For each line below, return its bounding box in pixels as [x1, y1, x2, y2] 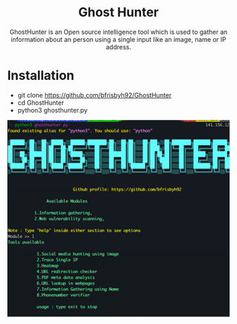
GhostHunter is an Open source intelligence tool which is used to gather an [9, 28, 228, 36]
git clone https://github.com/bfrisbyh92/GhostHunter [17, 91, 172, 99]
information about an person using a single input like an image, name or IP [11, 35, 226, 43]
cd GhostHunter [17, 98, 65, 107]
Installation [7, 68, 75, 83]
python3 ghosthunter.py [17, 105, 88, 114]
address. [105, 42, 132, 51]
